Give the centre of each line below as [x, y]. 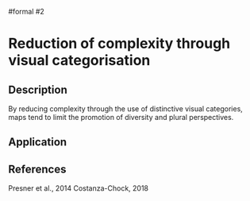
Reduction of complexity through [119, 44]
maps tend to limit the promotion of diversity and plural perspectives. [121, 117]
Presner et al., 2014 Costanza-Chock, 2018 [79, 188]
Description [38, 89]
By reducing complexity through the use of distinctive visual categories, [126, 109]
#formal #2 [27, 12]
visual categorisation [79, 61]
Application [38, 142]
